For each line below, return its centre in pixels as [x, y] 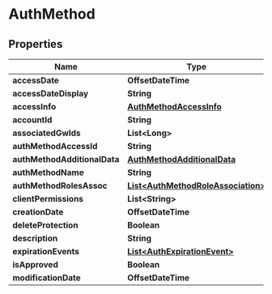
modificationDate [47, 278]
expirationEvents [46, 251]
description [35, 238]
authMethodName [48, 173]
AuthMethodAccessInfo [175, 107]
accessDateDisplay [51, 94]
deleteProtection [45, 225]
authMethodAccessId [55, 146]
